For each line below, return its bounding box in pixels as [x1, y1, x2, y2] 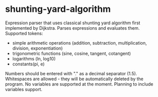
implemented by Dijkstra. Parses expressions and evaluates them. [5, 25, 140, 31]
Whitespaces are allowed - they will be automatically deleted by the [5, 76, 144, 82]
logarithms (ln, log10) [12, 55, 56, 61]
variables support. [5, 86, 43, 92]
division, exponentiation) [12, 45, 63, 51]
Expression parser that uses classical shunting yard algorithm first [5, 20, 141, 26]
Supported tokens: [5, 30, 43, 36]
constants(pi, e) [12, 61, 45, 67]
